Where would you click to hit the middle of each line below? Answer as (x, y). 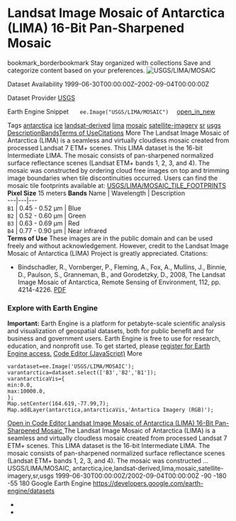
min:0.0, (20, 385)
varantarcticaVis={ (36, 379)
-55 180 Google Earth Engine (50, 483)
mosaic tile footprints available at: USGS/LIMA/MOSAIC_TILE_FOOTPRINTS (117, 185)
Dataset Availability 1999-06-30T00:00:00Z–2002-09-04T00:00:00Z (108, 84)
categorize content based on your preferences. (76, 70)
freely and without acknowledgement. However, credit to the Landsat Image (118, 245)
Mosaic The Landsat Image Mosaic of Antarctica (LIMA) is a (129, 431)
